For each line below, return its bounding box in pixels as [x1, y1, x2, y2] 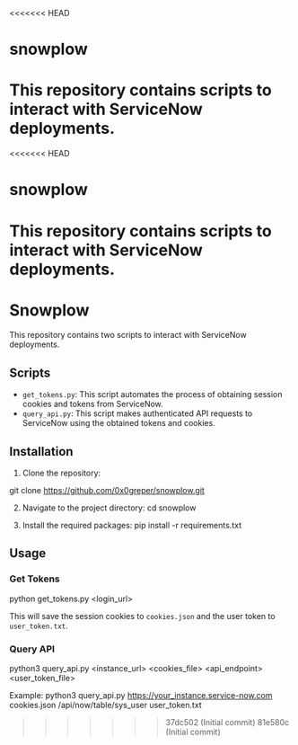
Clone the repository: [22, 467, 101, 479]
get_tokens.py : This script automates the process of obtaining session [22, 389, 283, 400]
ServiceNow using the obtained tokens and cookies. [22, 418, 215, 429]
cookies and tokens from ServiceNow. [22, 399, 163, 410]
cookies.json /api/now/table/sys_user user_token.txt [9, 700, 202, 711]
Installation [9, 444, 74, 459]
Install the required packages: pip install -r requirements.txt [22, 520, 242, 531]
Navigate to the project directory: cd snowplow [22, 502, 197, 513]
